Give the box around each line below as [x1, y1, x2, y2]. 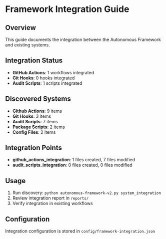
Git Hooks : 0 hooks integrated [12, 75, 75, 81]
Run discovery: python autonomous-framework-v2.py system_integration [12, 190, 161, 196]
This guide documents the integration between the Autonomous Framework [5, 36, 161, 42]
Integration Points [5, 144, 62, 152]
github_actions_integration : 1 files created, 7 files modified [12, 157, 135, 163]
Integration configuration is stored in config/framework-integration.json [5, 228, 155, 234]
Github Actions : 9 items [12, 108, 62, 114]
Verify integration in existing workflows [12, 201, 93, 207]
